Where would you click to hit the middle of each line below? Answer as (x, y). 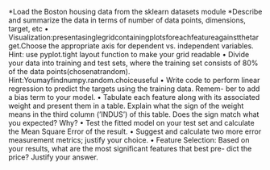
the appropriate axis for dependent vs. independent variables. (151, 46)
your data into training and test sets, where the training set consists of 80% (133, 63)
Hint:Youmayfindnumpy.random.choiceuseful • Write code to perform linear (134, 80)
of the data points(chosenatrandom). (69, 71)
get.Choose (27, 46)
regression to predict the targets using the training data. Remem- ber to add (134, 89)
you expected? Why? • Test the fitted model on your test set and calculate (132, 123)
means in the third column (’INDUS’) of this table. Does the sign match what (134, 114)
